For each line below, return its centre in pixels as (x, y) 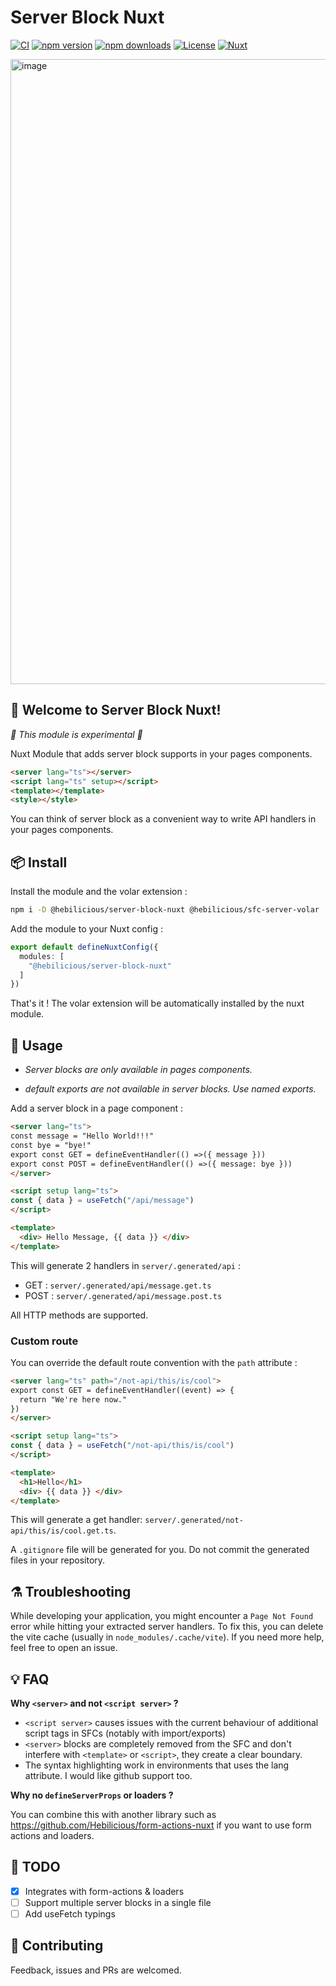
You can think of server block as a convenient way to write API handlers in (163, 819)
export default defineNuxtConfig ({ (84, 947)
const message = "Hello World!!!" (82, 1136)
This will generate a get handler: (76, 1520)
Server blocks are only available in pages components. (138, 1070)
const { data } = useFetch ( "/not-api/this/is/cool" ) (122, 1446)
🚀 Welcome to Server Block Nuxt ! (116, 710)
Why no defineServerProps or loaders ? (92, 1795)
